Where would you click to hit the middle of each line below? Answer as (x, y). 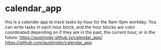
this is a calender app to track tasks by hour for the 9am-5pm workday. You (81, 22)
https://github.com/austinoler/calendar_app (49, 42)
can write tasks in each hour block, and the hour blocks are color (70, 27)
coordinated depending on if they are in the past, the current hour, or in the (80, 32)
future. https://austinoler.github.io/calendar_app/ (54, 37)
